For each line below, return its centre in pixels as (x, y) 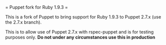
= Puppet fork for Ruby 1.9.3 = (37, 7)
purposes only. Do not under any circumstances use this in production (80, 37)
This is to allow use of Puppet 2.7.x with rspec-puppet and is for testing (79, 32)
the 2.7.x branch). (24, 22)
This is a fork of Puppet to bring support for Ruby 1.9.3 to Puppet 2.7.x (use (83, 17)
